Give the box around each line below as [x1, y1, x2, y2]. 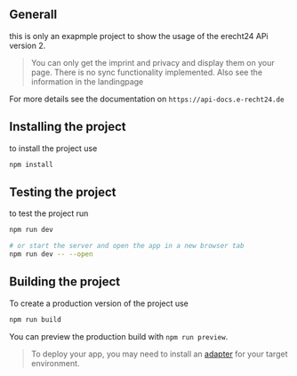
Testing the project [9, 184, 117, 199]
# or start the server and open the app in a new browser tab [9, 242, 245, 251]
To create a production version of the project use [9, 298, 189, 308]
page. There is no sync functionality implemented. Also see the [30, 67, 263, 77]
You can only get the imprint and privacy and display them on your [30, 57, 275, 68]
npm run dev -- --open [9, 250, 93, 259]
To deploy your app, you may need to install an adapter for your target [30, 348, 288, 359]
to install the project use [9, 142, 98, 154]
